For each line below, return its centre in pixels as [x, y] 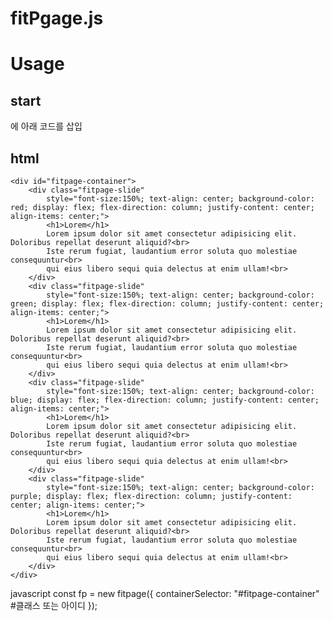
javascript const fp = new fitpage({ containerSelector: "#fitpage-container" [165, 593]
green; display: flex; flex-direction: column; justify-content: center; [167, 304]
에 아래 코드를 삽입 [46, 126]
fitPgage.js [57, 18]
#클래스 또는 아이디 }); [54, 605]
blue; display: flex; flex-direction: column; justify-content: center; [165, 400]
